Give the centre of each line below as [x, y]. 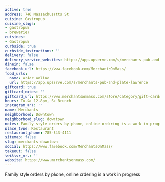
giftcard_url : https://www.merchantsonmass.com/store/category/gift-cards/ [84, 96]
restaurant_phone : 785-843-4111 [38, 133]
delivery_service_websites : [34, 60]
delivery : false [22, 55]
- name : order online [27, 78]
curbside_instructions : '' [33, 51]
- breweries [17, 32]
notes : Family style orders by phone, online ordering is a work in [77, 124]
